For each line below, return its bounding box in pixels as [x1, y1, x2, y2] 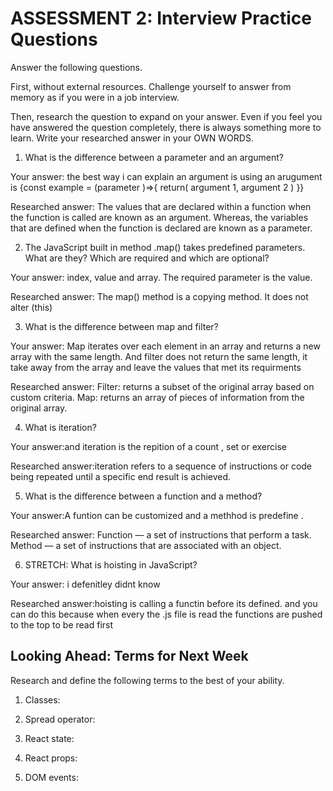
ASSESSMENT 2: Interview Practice [10, 7, 312, 30]
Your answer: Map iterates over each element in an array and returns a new [10, 340, 321, 352]
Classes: [24, 693, 61, 706]
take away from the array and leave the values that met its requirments [10, 361, 302, 373]
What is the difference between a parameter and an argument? [24, 151, 284, 163]
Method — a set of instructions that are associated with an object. [10, 539, 282, 551]
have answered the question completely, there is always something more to [10, 121, 322, 133]
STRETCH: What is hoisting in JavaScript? [24, 558, 198, 571]
